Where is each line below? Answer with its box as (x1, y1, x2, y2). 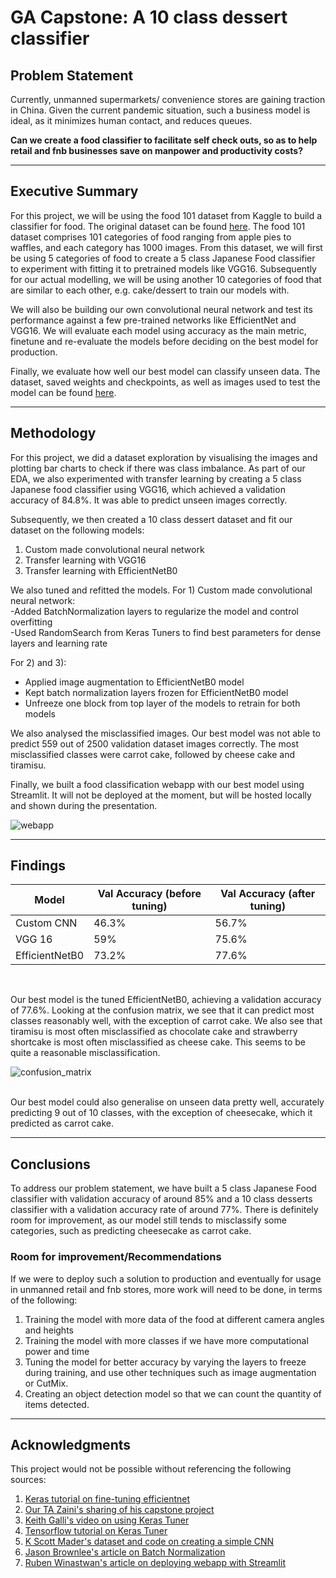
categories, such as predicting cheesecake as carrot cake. (10, 1225, 252, 1237)
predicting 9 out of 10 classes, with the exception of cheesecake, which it (10, 1107, 313, 1119)
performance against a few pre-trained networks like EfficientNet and (10, 314, 297, 326)
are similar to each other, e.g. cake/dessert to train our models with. (10, 284, 290, 296)
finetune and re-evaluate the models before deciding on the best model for (10, 335, 319, 347)
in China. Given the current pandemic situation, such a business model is (10, 104, 311, 116)
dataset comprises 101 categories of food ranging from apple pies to (10, 231, 292, 243)
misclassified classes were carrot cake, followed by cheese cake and (10, 748, 295, 760)
